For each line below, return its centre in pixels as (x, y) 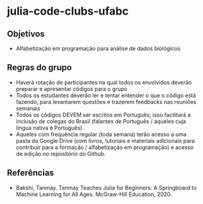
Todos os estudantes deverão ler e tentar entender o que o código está (106, 95)
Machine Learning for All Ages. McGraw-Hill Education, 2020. (94, 194)
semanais (28, 108)
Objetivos (26, 34)
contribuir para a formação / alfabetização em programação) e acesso (105, 147)
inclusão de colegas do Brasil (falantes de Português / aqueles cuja (101, 121)
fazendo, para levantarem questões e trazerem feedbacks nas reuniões (106, 101)
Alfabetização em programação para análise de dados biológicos (98, 48)
